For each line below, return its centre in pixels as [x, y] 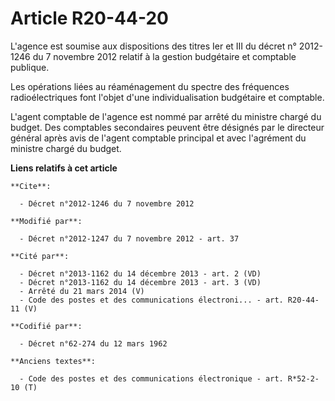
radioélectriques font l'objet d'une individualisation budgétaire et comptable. [167, 97]
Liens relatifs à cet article [64, 168]
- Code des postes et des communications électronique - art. [151, 378]
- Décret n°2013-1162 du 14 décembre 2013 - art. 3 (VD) [140, 282]
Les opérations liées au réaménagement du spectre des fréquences [150, 86]
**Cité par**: [40, 256]
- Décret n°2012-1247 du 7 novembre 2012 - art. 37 [129, 238]
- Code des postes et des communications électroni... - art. [151, 300]
